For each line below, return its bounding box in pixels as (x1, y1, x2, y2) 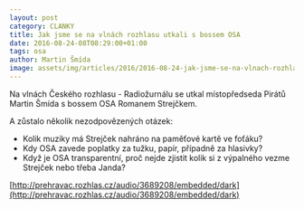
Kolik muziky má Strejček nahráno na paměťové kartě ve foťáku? (22, 133, 263, 144)
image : (9, 64, 34, 73)
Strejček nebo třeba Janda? (22, 162, 127, 173)
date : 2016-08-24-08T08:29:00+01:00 (9, 38, 147, 48)
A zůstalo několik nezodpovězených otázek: (9, 115, 174, 127)
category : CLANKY (9, 22, 75, 31)
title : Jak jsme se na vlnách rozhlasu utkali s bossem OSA (9, 30, 242, 39)
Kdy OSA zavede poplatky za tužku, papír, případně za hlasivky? (22, 142, 263, 154)
